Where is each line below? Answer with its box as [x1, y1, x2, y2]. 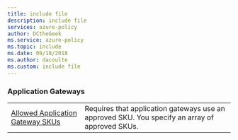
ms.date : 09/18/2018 [7, 50, 69, 57]
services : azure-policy [7, 23, 78, 30]
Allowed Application [11, 107, 78, 117]
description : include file [7, 17, 87, 24]
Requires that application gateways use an [84, 103, 225, 113]
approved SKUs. [84, 121, 139, 131]
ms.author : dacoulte [7, 57, 69, 64]
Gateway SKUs [11, 117, 61, 127]
